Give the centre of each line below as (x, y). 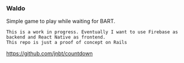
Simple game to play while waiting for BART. (61, 21)
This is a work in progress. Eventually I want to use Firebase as (92, 32)
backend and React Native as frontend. (56, 37)
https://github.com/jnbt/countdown (49, 53)
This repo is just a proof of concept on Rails (67, 43)
